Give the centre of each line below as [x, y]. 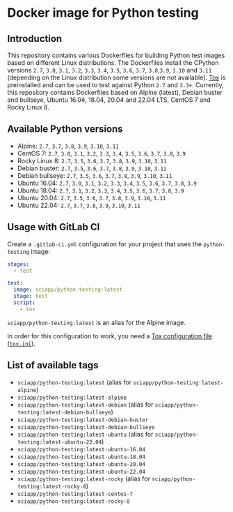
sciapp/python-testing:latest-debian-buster [83, 420]
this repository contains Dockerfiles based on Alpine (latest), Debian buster [115, 92]
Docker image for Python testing [103, 13]
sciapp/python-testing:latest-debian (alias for [85, 404]
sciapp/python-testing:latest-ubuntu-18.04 [81, 457]
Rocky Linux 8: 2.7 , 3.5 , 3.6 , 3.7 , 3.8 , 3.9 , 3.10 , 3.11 [92, 160]
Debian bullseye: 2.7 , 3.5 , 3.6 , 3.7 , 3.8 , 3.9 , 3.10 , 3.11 [95, 175]
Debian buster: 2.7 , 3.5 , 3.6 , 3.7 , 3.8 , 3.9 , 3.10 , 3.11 [92, 168]
